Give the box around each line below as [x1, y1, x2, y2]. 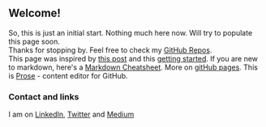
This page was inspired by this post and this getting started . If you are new [8, 53, 258, 63]
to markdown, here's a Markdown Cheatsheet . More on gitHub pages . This [8, 62, 258, 72]
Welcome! [8, 6, 61, 20]
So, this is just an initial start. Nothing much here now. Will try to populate [8, 28, 253, 37]
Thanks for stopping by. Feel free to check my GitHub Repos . [8, 44, 212, 55]
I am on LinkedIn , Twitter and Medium [8, 109, 135, 120]
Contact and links [8, 91, 79, 102]
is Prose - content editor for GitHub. [8, 70, 128, 80]
